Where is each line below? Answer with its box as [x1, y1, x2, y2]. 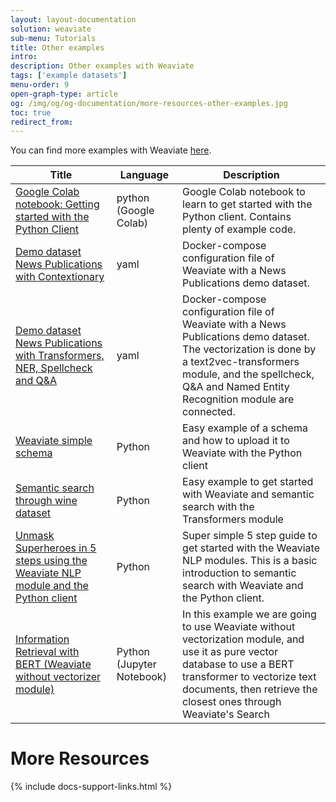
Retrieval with [15, 645, 80, 659]
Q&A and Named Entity [182, 380, 290, 394]
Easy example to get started [182, 475, 314, 489]
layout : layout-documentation [10, 14, 137, 25]
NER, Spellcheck [15, 361, 93, 375]
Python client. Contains [182, 210, 292, 224]
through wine [15, 494, 78, 508]
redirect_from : [10, 117, 74, 127]
